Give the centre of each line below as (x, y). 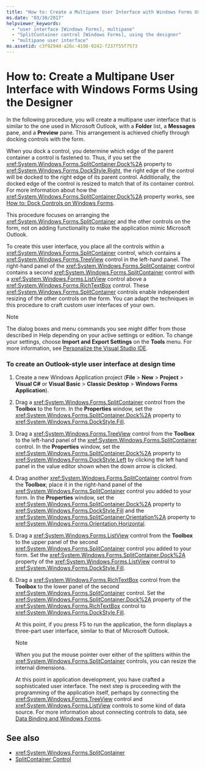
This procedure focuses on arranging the (58, 214)
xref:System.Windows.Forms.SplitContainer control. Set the (90, 593)
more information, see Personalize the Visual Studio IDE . (77, 348)
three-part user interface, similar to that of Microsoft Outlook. (92, 631)
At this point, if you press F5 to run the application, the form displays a (103, 624)
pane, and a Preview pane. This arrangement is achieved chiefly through (98, 132)
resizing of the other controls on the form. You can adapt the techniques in (100, 298)
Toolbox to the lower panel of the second (67, 586)
